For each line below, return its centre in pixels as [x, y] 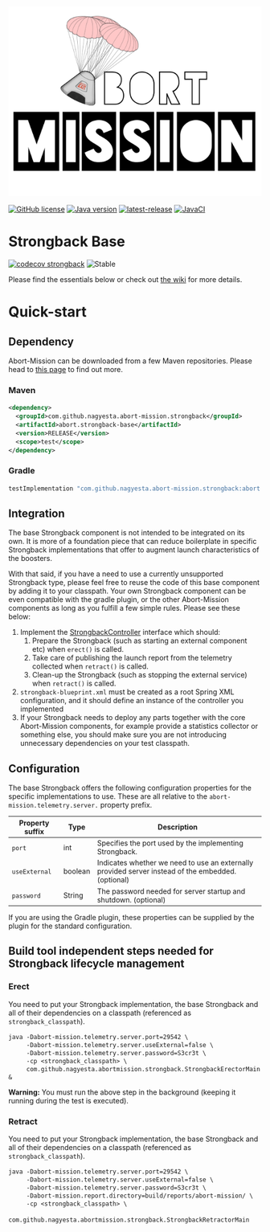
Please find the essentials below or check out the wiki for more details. [125, 279]
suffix [34, 831]
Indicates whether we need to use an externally [175, 863]
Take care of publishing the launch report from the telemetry [132, 658]
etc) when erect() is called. [78, 649]
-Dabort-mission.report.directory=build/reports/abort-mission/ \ [139, 1196]
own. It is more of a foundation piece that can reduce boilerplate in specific [133, 542]
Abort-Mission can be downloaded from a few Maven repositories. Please [131, 361]
